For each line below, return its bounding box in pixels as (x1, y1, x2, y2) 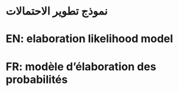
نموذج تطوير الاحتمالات (5, 4, 108, 18)
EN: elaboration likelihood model (5, 32, 174, 46)
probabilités (5, 73, 68, 86)
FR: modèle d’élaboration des (5, 59, 156, 73)
